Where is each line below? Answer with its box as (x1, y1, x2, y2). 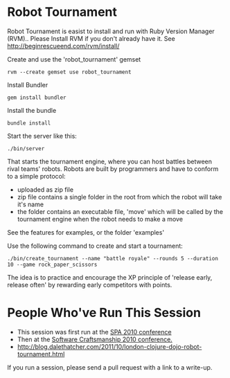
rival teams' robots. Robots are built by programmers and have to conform (7, 164, 219, 173)
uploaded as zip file (17, 185, 74, 194)
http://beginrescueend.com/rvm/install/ (7, 42, 120, 50)
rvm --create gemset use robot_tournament (7, 69, 132, 75)
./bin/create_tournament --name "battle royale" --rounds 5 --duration (7, 255, 218, 262)
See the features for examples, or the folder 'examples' (7, 228, 165, 236)
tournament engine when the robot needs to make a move (17, 215, 184, 223)
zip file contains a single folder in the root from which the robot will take (17, 192, 222, 201)
